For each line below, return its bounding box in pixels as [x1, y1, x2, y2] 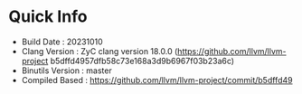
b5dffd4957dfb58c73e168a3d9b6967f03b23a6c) [50, 55, 235, 66]
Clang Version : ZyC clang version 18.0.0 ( [21, 45, 178, 56]
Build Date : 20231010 [21, 36, 103, 47]
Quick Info [8, 6, 88, 27]
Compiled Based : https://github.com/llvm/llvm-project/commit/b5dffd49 [21, 74, 293, 85]
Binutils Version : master [21, 65, 112, 76]
